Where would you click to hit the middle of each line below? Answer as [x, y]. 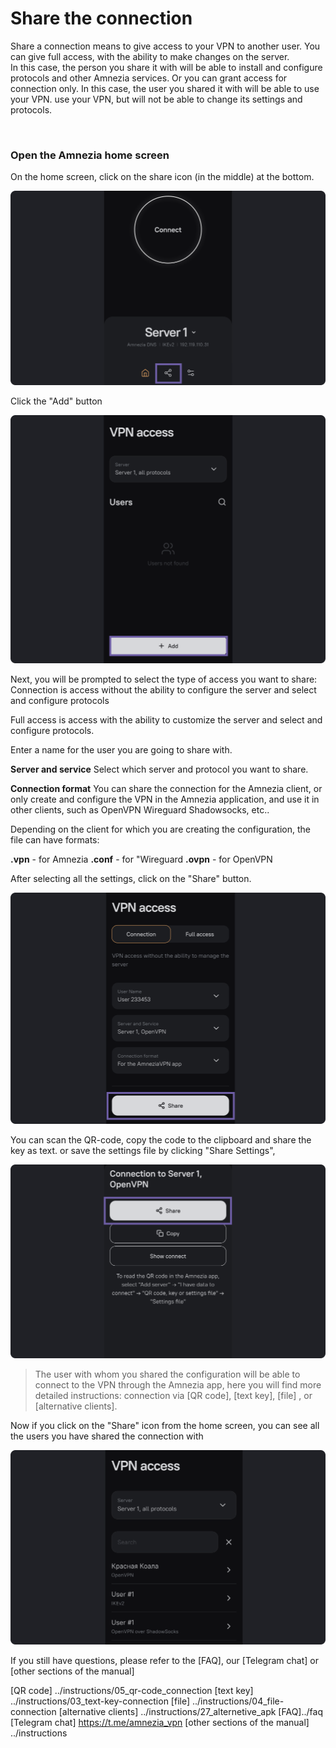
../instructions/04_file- [238, 1701]
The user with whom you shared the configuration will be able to [167, 1374]
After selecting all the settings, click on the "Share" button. [131, 879]
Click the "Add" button [56, 401]
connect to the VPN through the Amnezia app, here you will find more [178, 1385]
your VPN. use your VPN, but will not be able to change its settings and [156, 99]
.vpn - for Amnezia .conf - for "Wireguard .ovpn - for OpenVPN [141, 859]
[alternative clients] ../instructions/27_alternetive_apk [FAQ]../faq [190, 1712]
